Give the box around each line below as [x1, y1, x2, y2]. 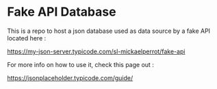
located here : [7, 34, 47, 42]
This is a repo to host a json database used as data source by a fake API [7, 27, 211, 35]
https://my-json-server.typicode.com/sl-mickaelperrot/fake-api [7, 47, 186, 55]
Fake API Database [7, 4, 116, 20]
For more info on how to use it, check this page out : [7, 60, 154, 68]
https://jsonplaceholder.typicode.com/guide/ [7, 73, 133, 82]
